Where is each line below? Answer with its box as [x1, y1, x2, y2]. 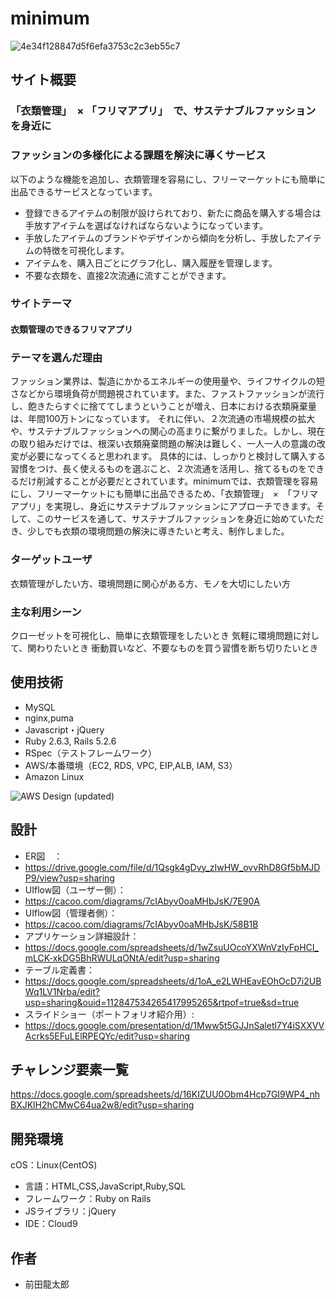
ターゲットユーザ [10, 553, 93, 567]
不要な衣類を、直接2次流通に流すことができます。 [24, 269, 232, 281]
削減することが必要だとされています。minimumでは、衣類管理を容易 [36, 475, 319, 487]
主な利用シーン [10, 605, 82, 619]
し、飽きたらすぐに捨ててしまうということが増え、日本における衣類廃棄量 [10, 400, 317, 412]
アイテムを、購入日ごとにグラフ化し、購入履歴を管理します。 [24, 257, 278, 269]
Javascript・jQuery [24, 723, 105, 736]
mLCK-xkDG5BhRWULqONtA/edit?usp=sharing [24, 952, 220, 964]
